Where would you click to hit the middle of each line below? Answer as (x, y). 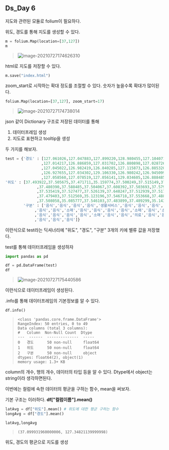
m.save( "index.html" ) (28, 76)
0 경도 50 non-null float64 (58, 343)
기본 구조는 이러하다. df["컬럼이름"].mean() (49, 400)
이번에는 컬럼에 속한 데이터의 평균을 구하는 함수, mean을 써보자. (68, 389)
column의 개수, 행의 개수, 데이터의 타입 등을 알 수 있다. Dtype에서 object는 (79, 372)
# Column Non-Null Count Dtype (55, 333)
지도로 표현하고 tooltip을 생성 (41, 138)
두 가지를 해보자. (21, 149)
